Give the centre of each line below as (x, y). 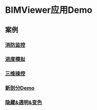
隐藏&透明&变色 (24, 103)
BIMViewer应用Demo (49, 10)
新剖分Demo (20, 88)
